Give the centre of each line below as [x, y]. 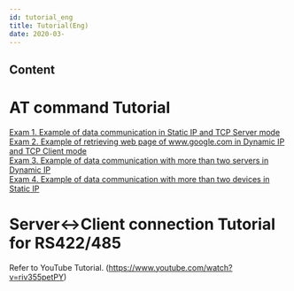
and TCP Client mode [48, 150]
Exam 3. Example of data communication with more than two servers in [139, 160]
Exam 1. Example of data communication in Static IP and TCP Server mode [145, 132]
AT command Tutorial [90, 107]
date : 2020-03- [37, 34]
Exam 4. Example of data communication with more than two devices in [139, 179]
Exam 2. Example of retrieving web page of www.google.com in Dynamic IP [147, 142]
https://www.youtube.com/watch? [170, 267]
